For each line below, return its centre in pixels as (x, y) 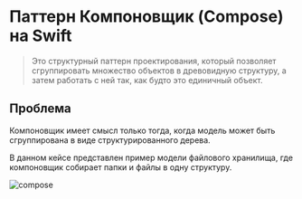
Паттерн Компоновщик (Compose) (146, 17)
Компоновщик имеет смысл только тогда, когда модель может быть (142, 130)
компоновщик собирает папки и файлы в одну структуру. (121, 167)
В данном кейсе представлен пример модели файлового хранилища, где (151, 157)
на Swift (41, 36)
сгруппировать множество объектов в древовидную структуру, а (159, 71)
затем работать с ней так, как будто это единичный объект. (147, 80)
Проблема (41, 109)
